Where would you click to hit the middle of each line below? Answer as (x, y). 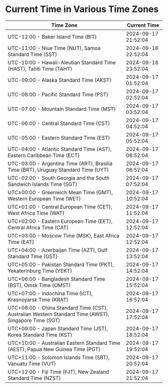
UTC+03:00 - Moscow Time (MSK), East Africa (64, 235)
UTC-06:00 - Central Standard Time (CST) (59, 123)
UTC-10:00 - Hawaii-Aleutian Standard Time (62, 62)
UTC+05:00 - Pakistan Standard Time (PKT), (61, 265)
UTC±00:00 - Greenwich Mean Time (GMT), (60, 192)
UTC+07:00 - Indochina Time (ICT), (50, 293)
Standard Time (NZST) (34, 378)
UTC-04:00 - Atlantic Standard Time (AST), (60, 149)
